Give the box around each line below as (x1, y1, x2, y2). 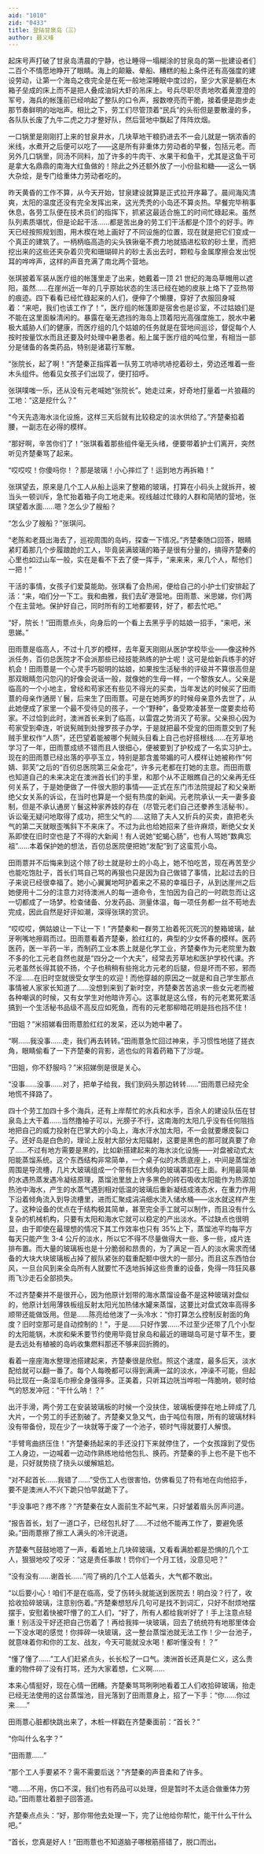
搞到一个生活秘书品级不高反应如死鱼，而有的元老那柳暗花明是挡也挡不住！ (8, 1003, 249, 1012)
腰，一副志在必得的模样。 (8, 422, 91, 431)
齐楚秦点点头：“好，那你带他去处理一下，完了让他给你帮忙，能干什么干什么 (8, 1811, 253, 1820)
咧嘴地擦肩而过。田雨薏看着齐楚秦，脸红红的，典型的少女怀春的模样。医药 (14, 934, 256, 943)
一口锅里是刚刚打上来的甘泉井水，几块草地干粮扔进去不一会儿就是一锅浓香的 (8, 131, 256, 142)
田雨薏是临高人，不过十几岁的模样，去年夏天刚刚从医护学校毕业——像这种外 (8, 645, 256, 654)
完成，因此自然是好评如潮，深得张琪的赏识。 (8, 907, 153, 917)
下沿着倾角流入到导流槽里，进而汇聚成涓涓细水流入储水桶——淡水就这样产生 (8, 1194, 256, 1205)
